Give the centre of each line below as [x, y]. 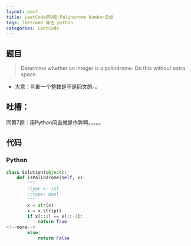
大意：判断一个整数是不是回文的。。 [57, 87]
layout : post [22, 12]
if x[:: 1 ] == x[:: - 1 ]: [55, 216]
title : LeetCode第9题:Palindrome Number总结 [60, 17]
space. [29, 75]
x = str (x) [41, 205]
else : [34, 233]
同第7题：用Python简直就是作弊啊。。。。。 [55, 122]
